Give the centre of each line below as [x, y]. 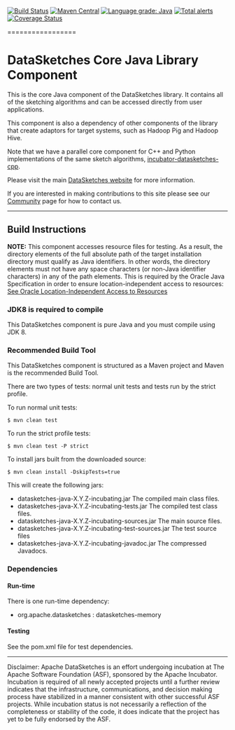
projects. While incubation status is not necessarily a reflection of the [107, 704]
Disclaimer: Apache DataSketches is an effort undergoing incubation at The [116, 667]
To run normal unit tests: [42, 407]
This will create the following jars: [55, 485]
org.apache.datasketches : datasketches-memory [89, 615]
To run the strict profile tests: [49, 433]
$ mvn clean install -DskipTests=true [64, 472]
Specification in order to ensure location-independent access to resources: [115, 283]
